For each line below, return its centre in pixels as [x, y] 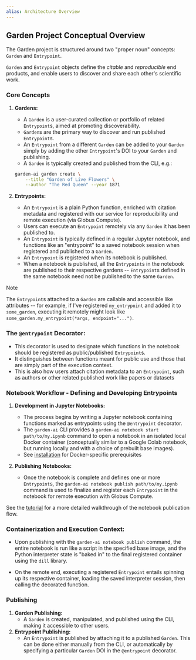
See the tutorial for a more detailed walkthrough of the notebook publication [98, 507]
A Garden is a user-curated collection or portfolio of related [94, 119]
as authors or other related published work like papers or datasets [94, 377]
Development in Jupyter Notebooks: [60, 405]
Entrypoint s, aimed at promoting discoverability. [82, 126]
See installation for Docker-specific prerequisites [82, 454]
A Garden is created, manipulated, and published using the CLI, [99, 619]
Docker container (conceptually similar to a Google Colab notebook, [105, 442]
